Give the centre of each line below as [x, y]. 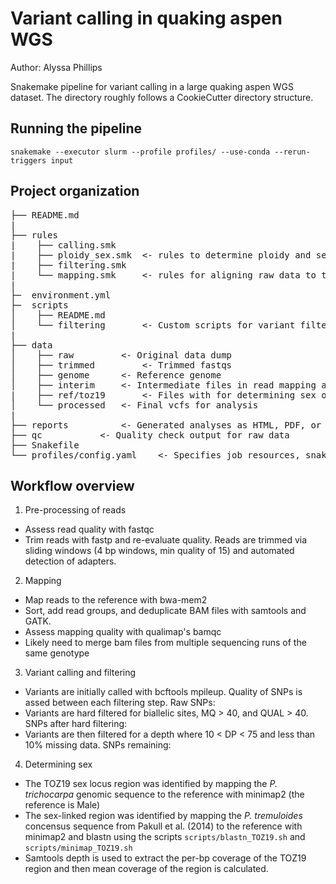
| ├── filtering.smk [68, 265]
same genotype [57, 653]
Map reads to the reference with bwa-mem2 [116, 600]
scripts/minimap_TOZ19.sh [78, 848]
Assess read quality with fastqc [89, 529]
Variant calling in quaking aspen [146, 18]
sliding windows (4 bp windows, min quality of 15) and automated [159, 551]
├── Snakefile [45, 445]
